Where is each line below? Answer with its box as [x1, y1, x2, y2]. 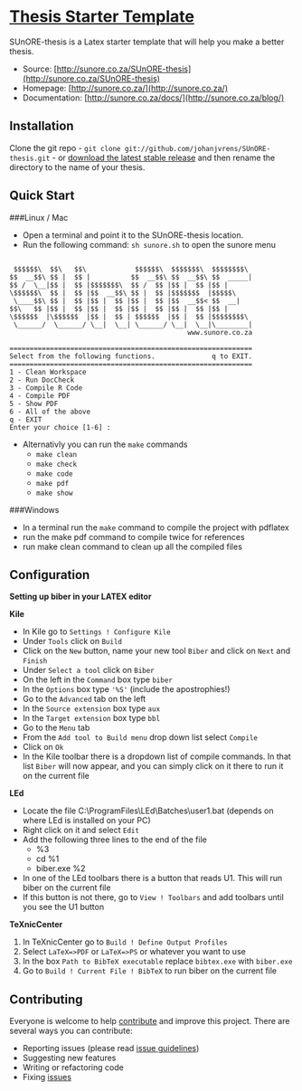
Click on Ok [22, 742, 64, 753]
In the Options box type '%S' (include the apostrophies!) [22, 684, 231, 695]
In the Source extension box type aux [22, 703, 161, 714]
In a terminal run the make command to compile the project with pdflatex [22, 522, 289, 533]
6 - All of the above [9, 407, 91, 416]
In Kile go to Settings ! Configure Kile [22, 626, 171, 637]
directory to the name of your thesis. [9, 161, 146, 173]
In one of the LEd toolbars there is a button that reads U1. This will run [22, 873, 283, 884]
